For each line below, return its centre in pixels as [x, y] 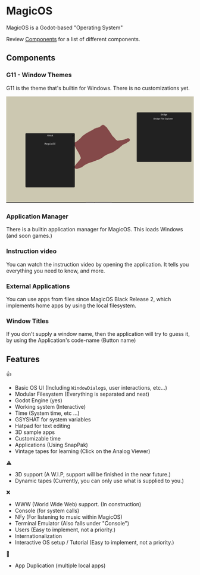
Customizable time [38, 439]
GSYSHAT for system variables [53, 420]
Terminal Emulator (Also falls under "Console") [72, 524]
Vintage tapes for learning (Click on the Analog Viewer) [82, 451]
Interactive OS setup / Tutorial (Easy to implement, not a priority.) [94, 543]
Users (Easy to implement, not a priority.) [65, 530]
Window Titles [28, 321]
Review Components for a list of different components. [73, 39]
